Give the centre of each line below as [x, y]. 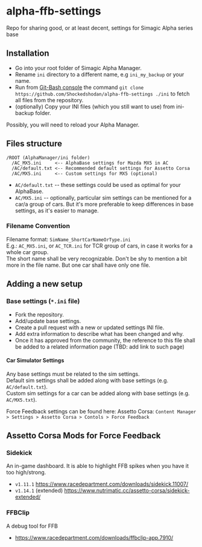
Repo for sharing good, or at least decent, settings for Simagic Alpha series [100, 28]
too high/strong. [26, 473]
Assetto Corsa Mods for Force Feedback [84, 436]
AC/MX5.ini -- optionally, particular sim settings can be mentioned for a [103, 197]
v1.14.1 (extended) [39, 491]
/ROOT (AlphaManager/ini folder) [48, 158]
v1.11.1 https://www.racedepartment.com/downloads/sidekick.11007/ [102, 484]
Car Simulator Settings [35, 361]
